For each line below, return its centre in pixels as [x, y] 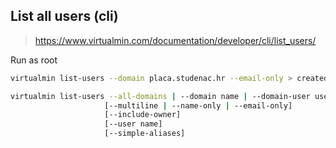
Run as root [34, 60]
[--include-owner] [143, 115]
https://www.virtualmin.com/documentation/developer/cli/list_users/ [175, 40]
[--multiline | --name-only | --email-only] [198, 105]
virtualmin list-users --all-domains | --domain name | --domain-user [160, 96]
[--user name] [133, 124]
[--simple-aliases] [145, 134]
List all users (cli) [64, 16]
